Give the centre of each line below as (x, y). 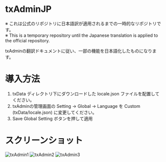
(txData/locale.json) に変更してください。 (55, 112)
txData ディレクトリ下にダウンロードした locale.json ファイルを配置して (86, 93)
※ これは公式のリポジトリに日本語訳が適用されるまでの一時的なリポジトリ (81, 23)
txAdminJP (28, 9)
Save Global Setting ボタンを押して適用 (53, 118)
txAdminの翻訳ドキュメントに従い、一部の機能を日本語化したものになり (79, 51)
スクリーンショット (44, 141)
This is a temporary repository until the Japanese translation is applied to (84, 35)
